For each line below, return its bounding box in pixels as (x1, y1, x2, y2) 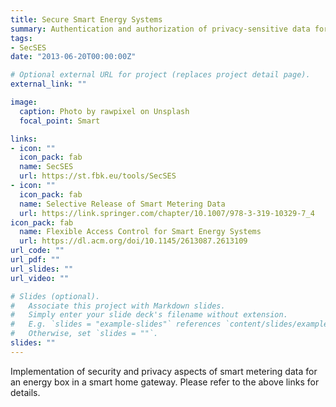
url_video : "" (10, 273, 70, 283)
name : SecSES (19, 162, 74, 172)
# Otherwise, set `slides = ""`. (10, 329, 159, 339)
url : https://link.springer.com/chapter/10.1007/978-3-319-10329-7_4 (19, 208, 315, 218)
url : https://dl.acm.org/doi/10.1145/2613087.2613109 (19, 236, 248, 246)
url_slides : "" (10, 264, 74, 274)
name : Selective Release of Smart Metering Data (19, 199, 226, 209)
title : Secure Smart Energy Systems (10, 14, 163, 25)
